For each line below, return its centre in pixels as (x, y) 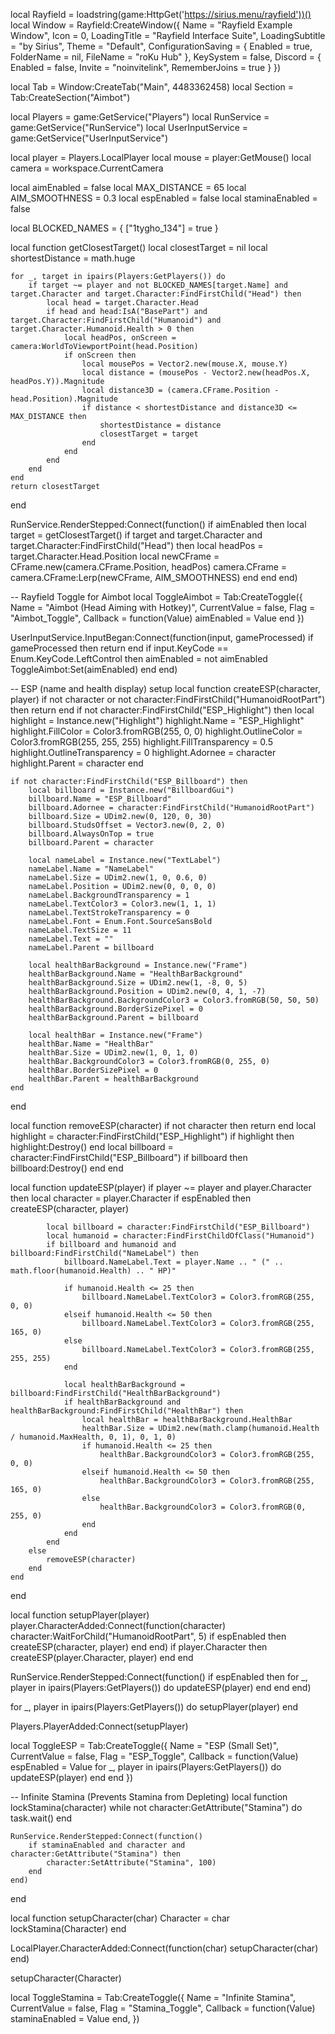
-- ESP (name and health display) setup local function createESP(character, (165, 688)
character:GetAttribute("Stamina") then (96, 1854)
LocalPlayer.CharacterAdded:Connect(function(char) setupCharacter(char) (164, 1948)
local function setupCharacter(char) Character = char (120, 1918)
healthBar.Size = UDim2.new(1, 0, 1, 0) (113, 1053)
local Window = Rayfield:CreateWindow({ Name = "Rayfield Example (151, 25)
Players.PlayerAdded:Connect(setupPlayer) (99, 1726)
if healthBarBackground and (122, 1402)
